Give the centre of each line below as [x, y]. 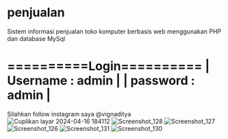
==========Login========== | [109, 66]
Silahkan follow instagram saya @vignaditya [69, 114]
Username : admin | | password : [101, 81]
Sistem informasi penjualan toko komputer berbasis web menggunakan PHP [114, 31]
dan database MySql [36, 38]
